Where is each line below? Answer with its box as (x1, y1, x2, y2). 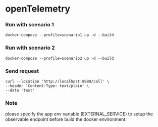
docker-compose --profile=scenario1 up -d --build (5, 32, 114, 38)
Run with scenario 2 (5, 44, 56, 51)
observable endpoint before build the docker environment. (5, 116, 127, 122)
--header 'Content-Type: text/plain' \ (5, 83, 89, 89)
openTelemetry (5, 3, 71, 15)
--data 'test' (5, 88, 35, 93)
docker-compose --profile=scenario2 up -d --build (5, 56, 114, 61)
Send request (5, 67, 39, 74)
